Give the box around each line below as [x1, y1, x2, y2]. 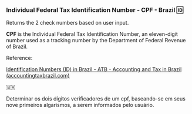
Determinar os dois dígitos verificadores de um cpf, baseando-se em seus [6, 95, 186, 102]
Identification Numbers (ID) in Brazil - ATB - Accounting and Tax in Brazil [6, 66, 182, 73]
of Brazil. [6, 43, 28, 50]
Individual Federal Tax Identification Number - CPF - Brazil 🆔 [6, 6, 184, 14]
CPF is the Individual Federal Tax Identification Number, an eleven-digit [6, 31, 178, 38]
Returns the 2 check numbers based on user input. [6, 19, 129, 26]
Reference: [6, 55, 33, 62]
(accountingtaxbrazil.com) [6, 72, 70, 79]
